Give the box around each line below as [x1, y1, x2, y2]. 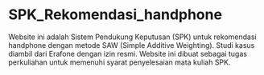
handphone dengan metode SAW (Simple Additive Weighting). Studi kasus [8, 40, 255, 49]
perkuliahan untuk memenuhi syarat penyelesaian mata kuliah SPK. [8, 57, 231, 67]
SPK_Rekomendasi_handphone [8, 6, 223, 24]
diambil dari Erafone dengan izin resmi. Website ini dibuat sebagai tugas [8, 49, 248, 58]
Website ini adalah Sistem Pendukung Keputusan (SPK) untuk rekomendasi [8, 32, 257, 41]
